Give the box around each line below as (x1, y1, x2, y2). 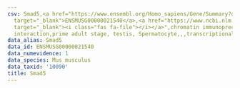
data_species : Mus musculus (7, 57, 91, 64)
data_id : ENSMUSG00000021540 (7, 43, 94, 50)
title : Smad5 (7, 70, 46, 77)
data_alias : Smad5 (7, 37, 62, 44)
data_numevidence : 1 (7, 50, 69, 57)
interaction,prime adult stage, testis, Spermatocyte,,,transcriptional (14, 30, 235, 38)
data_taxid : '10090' (7, 63, 69, 70)
